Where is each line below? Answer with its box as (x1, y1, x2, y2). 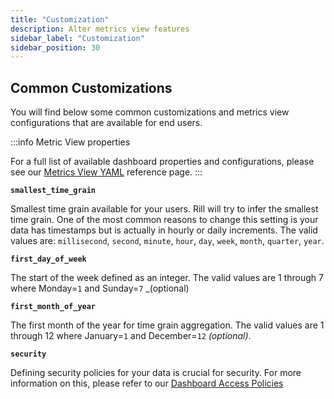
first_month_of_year (10, 302, 97, 312)
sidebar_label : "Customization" (10, 33, 145, 43)
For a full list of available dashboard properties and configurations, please (10, 156, 315, 168)
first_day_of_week (10, 254, 87, 265)
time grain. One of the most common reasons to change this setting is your (10, 214, 319, 226)
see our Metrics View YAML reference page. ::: (10, 166, 203, 178)
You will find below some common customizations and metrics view (10, 106, 290, 118)
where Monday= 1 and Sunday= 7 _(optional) (10, 282, 190, 295)
